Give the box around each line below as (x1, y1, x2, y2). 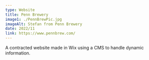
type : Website (5, 7, 35, 13)
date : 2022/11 (5, 26, 35, 31)
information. (5, 50, 31, 56)
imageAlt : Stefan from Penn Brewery (5, 21, 82, 27)
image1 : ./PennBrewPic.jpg (5, 17, 62, 22)
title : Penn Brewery (5, 12, 49, 17)
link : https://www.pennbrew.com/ (5, 31, 76, 36)
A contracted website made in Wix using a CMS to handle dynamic (5, 45, 144, 50)
